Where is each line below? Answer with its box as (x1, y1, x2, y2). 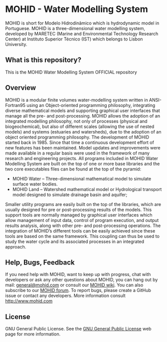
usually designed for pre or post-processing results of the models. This (5, 206, 152, 212)
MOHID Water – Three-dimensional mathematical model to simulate (12, 175, 151, 181)
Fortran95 (5, 102, 26, 108)
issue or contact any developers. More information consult (5, 292, 126, 298)
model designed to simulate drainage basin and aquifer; (12, 191, 127, 197)
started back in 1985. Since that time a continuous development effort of (5, 139, 154, 145)
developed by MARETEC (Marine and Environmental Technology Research (5, 30, 158, 36)
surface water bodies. (12, 181, 58, 187)
